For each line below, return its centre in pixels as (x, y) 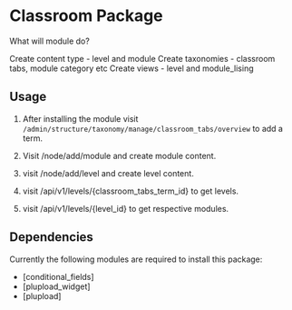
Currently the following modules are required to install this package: (136, 259)
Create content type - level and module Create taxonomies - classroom (142, 58)
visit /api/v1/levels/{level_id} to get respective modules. (126, 208)
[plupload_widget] (56, 286)
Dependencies (51, 237)
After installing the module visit (80, 118)
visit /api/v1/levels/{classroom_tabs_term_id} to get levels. (130, 191)
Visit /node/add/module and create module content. (119, 155)
